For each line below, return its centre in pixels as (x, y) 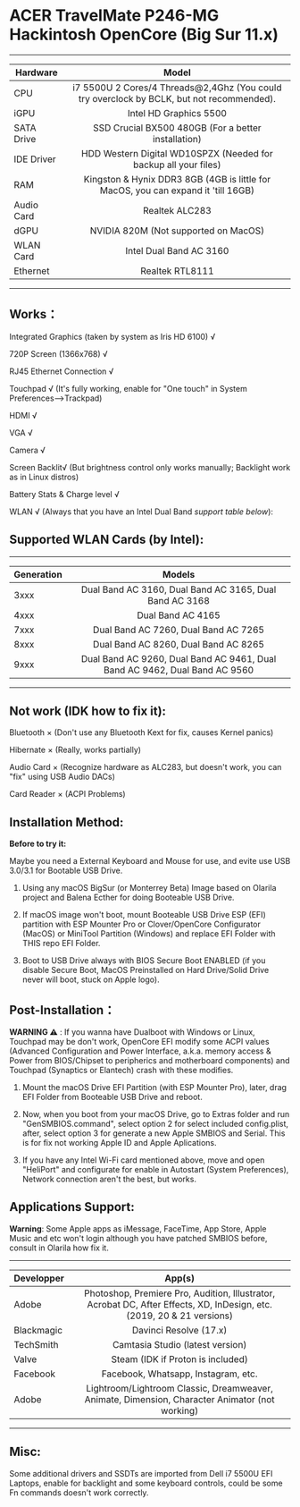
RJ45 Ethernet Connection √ (62, 371)
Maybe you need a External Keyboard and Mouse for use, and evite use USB (150, 861)
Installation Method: (67, 822)
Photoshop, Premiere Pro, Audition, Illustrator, (179, 1293)
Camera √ (28, 450)
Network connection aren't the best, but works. (109, 1179)
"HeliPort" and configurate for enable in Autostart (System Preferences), (155, 1169)
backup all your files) (177, 165)
